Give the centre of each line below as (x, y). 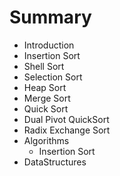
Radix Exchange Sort (67, 130)
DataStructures (55, 162)
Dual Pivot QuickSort (66, 119)
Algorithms (46, 140)
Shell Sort (44, 66)
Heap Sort (45, 87)
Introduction (49, 45)
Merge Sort (47, 98)
